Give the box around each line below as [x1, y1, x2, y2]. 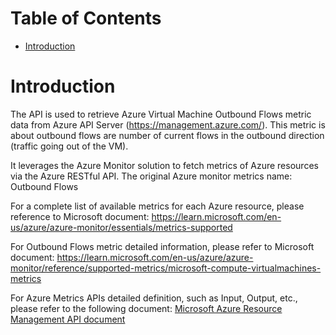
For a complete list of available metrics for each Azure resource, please [10, 200, 305, 212]
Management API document [10, 313, 126, 325]
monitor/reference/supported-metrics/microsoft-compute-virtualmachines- [10, 262, 322, 274]
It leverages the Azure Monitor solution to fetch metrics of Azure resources [10, 159, 319, 171]
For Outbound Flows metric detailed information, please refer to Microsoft [10, 240, 315, 252]
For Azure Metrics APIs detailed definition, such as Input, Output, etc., [10, 292, 298, 304]
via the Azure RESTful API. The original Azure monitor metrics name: [10, 170, 293, 182]
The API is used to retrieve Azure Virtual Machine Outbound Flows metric [10, 108, 312, 120]
